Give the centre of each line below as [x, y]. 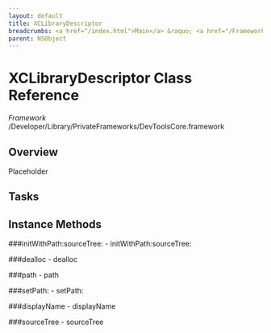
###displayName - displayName [62, 306]
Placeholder [28, 171]
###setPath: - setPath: [46, 291]
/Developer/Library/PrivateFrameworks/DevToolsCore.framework [117, 127]
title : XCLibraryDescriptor [56, 23]
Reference [44, 96]
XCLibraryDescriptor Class [100, 78]
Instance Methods [55, 224]
